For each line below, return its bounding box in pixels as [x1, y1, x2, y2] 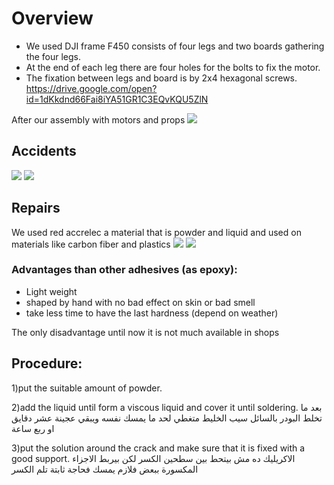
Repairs [11, 200, 61, 217]
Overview [11, 7, 94, 30]
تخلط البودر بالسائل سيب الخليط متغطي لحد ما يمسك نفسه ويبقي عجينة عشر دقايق [11, 412, 323, 424]
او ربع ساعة [11, 422, 55, 434]
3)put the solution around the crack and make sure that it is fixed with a [11, 442, 306, 454]
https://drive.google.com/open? [25, 82, 158, 94]
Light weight [25, 285, 78, 297]
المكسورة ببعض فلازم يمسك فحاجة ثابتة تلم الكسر [11, 463, 199, 475]
